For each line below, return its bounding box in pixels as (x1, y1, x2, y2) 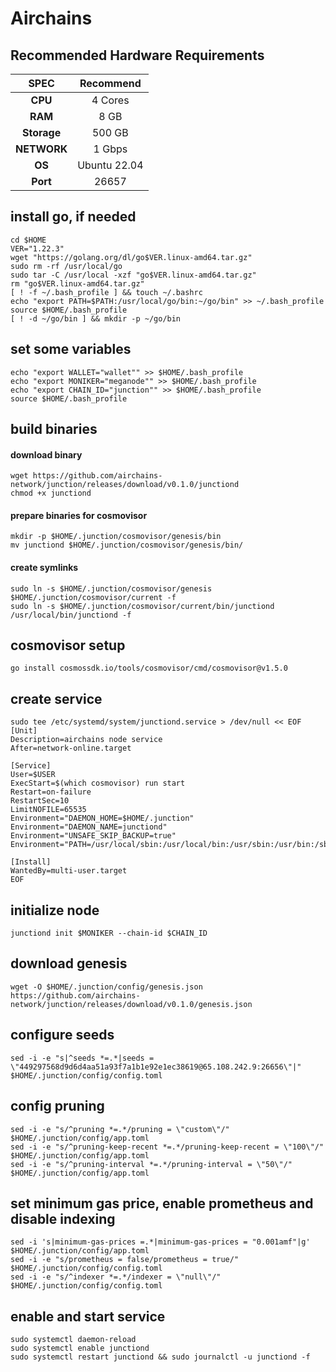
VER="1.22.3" (10, 243, 65, 254)
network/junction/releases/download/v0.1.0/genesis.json (10, 999, 253, 1009)
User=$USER (10, 770, 56, 780)
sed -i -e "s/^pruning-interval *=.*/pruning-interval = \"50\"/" (10, 1159, 293, 1169)
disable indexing (10, 1210, 116, 1227)
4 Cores (91, 93, 130, 107)
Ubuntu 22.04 (77, 158, 144, 172)
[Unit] (10, 726, 38, 736)
